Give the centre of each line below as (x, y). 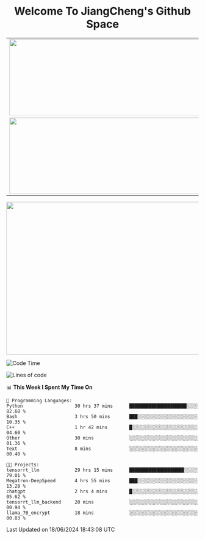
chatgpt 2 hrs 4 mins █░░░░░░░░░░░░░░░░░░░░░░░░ (102, 491)
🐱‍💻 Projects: (23, 465)
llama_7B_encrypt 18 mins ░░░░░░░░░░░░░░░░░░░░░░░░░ (102, 513)
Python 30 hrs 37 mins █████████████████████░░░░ (102, 406)
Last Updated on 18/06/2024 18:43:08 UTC (61, 529)
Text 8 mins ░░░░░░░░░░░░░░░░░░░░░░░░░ (102, 449)
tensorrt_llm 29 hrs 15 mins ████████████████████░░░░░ (102, 470)
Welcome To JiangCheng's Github (103, 11)
